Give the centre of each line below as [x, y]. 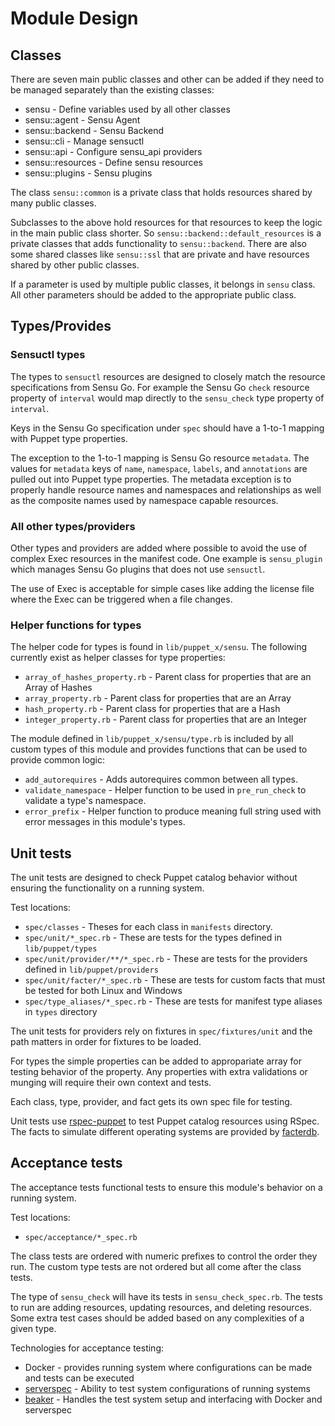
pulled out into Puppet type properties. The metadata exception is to [151, 479]
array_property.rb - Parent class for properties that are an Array [158, 698]
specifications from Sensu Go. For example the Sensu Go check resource [160, 387]
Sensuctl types [48, 355]
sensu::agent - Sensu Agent [82, 120]
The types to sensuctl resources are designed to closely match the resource [168, 376]
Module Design [74, 18]
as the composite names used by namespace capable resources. [144, 500]
